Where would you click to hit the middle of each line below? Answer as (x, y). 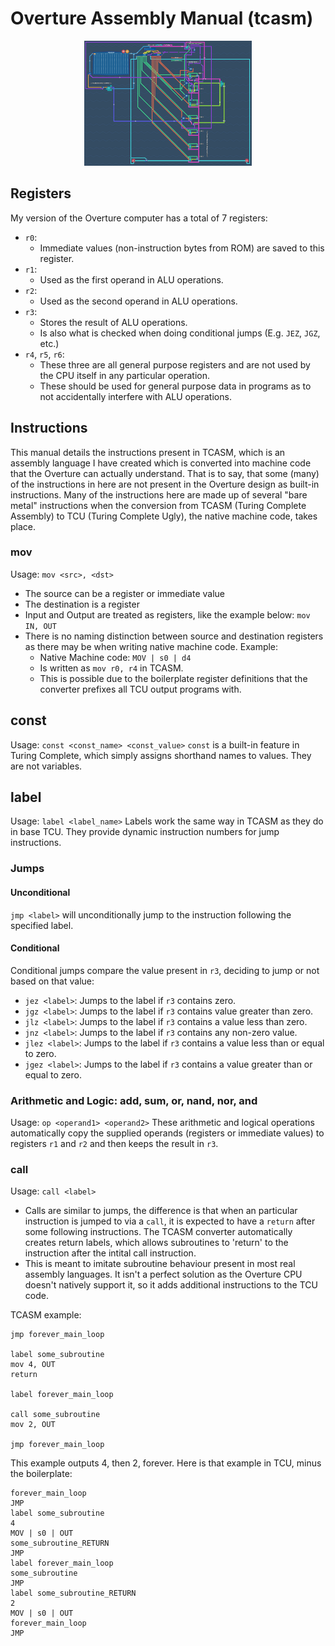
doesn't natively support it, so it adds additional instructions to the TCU (171, 1285)
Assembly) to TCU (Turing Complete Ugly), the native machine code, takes (164, 516)
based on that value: (52, 981)
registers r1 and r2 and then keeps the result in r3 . (114, 1144)
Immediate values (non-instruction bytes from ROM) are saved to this (182, 248)
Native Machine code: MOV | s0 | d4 (115, 657)
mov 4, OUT (33, 1365)
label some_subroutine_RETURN (73, 1593)
